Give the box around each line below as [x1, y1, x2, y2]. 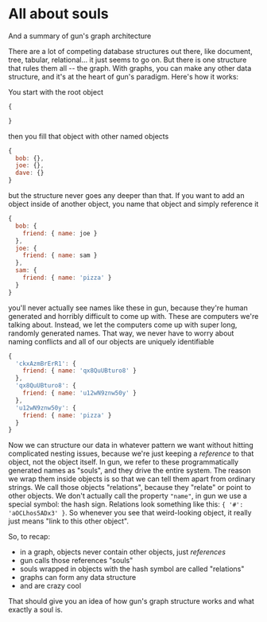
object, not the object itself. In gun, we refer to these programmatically [8, 457, 239, 467]
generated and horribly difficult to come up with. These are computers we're [8, 311, 259, 321]
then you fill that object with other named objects [8, 131, 169, 141]
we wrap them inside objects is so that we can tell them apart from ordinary [8, 474, 256, 484]
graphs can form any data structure [19, 573, 137, 582]
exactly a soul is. [8, 605, 64, 615]
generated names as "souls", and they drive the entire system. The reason [8, 466, 252, 476]
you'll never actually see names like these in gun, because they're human [8, 303, 248, 313]
